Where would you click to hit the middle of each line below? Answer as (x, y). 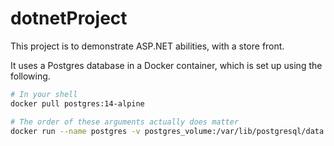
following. (30, 76)
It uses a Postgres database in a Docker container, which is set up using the (166, 65)
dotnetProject (69, 18)
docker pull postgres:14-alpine (77, 103)
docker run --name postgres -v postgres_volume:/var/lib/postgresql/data (167, 131)
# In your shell (44, 94)
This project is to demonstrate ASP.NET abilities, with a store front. (147, 46)
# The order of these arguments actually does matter (125, 122)
